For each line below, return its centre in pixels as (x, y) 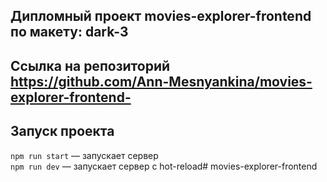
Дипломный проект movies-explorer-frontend (161, 16)
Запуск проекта (62, 131)
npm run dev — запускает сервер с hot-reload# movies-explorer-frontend (164, 166)
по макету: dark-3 (69, 32)
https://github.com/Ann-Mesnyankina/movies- (161, 81)
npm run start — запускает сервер (84, 155)
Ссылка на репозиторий (90, 65)
